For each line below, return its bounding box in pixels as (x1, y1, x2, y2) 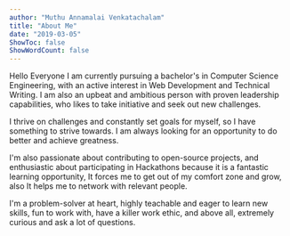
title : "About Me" (9, 21, 77, 30)
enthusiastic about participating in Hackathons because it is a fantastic (9, 162, 270, 173)
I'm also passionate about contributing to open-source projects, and (9, 152, 260, 163)
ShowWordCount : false (9, 46, 90, 55)
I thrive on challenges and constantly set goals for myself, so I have (9, 117, 256, 127)
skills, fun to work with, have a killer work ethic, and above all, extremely (9, 208, 274, 218)
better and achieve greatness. (9, 135, 119, 146)
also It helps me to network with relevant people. (9, 181, 189, 191)
